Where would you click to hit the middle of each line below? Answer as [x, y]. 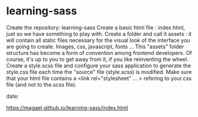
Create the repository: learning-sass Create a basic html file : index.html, [96, 27]
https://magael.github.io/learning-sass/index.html [67, 107]
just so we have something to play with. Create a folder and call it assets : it [99, 33]
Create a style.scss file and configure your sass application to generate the [99, 65]
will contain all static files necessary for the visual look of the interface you [98, 40]
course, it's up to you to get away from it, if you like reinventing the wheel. [98, 59]
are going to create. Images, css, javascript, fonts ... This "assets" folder [95, 47]
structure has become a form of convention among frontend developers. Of [99, 53]
